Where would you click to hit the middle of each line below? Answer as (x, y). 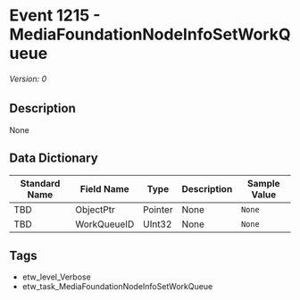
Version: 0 (28, 79)
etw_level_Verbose (56, 277)
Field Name (104, 188)
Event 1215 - (55, 16)
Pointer (158, 209)
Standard (40, 183)
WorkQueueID (105, 224)
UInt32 (157, 224)
